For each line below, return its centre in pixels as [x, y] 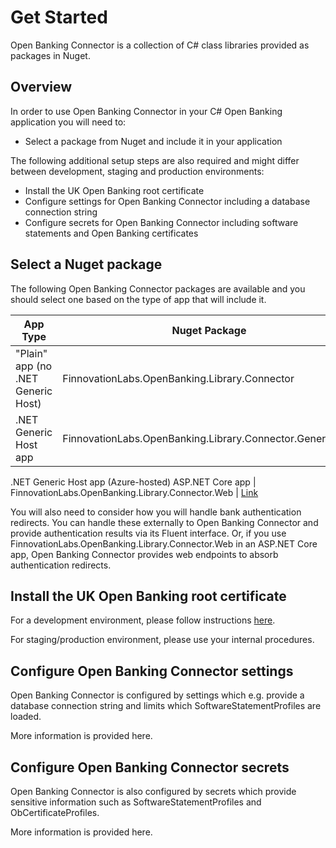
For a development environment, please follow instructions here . [143, 620]
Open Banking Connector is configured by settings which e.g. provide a [157, 695]
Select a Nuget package [86, 264]
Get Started [59, 17]
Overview [41, 87]
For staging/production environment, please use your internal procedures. [162, 640]
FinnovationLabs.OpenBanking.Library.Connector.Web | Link [134, 492]
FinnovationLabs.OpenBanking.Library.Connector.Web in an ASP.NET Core [164, 543]
